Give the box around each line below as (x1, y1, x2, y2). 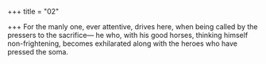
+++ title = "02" (7, 7, 60, 16)
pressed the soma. (7, 47, 69, 56)
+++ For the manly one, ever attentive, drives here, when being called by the (7, 22, 258, 31)
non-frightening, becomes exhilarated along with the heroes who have (7, 39, 238, 48)
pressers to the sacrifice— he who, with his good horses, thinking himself (7, 31, 249, 40)
